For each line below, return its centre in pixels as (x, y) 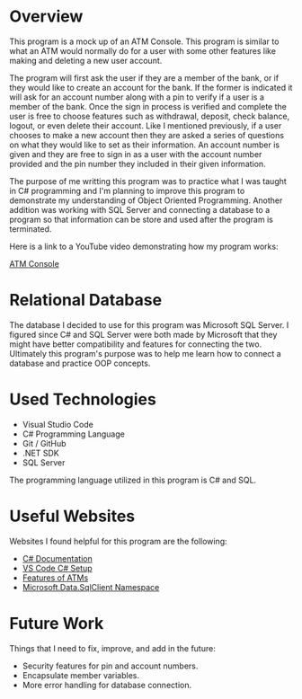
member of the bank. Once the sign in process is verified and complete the (148, 106)
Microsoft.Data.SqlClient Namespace (91, 587)
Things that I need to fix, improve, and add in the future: (112, 648)
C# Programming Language (74, 434)
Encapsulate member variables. (81, 675)
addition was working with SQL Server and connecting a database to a (140, 209)
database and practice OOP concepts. (80, 363)
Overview (46, 17)
